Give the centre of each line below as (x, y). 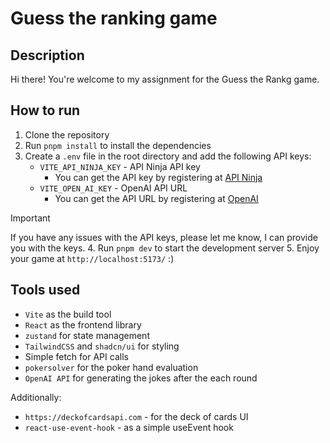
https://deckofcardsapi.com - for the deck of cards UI (136, 416)
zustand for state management (87, 335)
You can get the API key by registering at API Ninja (158, 177)
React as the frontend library (83, 324)
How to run (45, 110)
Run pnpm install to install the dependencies (118, 145)
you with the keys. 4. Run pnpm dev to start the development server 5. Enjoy (165, 248)
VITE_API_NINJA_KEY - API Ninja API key (120, 166)
